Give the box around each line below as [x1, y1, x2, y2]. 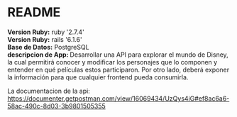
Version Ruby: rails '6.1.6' [7, 35, 83, 43]
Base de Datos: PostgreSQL [7, 43, 90, 51]
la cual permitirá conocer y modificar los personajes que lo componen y [7, 57, 218, 66]
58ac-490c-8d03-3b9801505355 [7, 101, 106, 110]
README [7, 4, 61, 21]
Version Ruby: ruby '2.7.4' [7, 28, 85, 36]
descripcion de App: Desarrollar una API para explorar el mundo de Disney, [7, 50, 228, 59]
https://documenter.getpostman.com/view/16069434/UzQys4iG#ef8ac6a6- [7, 94, 230, 103]
